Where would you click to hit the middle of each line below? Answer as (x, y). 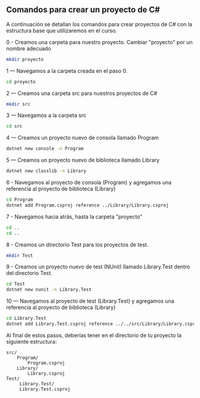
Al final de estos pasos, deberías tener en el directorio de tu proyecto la (94, 335)
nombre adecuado (29, 48)
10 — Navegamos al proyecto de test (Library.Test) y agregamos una (90, 301)
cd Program (20, 200)
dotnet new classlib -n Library (46, 171)
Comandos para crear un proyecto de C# (83, 10)
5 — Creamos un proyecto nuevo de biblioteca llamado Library (83, 160)
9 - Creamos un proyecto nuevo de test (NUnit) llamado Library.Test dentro (98, 267)
